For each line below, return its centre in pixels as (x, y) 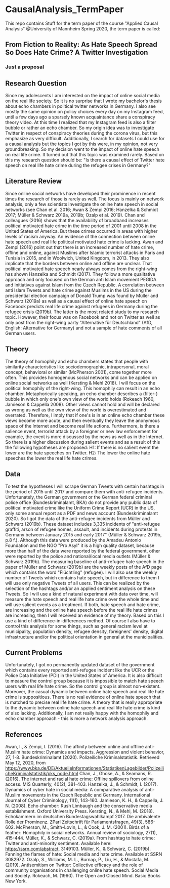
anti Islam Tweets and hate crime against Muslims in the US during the (78, 290)
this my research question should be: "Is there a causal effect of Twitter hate (85, 160)
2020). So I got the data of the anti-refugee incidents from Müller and (78, 518)
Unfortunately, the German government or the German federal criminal (79, 497)
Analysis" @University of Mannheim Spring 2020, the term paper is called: (83, 28)
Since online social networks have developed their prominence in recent (80, 193)
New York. (16, 881)
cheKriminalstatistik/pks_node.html (42, 774)
